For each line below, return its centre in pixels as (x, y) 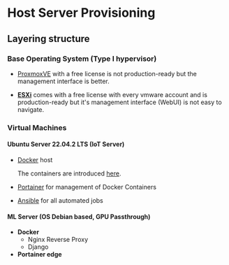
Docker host (35, 160)
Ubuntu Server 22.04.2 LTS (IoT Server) (66, 144)
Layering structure (49, 39)
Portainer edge (39, 255)
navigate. (31, 109)
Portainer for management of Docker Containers (87, 187)
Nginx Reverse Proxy (58, 240)
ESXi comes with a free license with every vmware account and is (112, 94)
